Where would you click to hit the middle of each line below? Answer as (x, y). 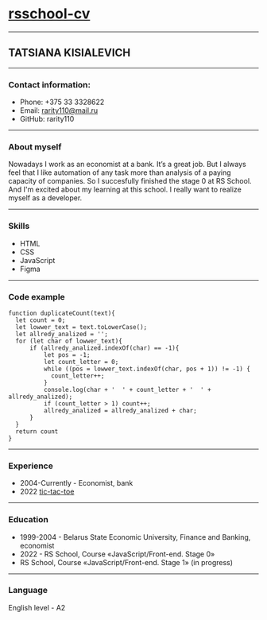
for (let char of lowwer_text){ (69, 341)
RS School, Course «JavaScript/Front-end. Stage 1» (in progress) (126, 562)
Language (28, 591)
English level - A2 (37, 607)
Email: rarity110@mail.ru (58, 110)
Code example (37, 296)
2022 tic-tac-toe (47, 492)
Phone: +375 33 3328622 (62, 102)
